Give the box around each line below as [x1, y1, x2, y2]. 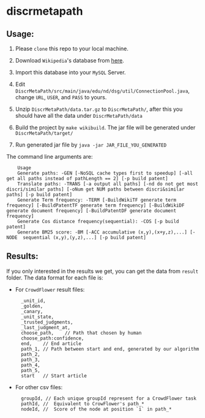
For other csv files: [15, 383, 63, 390]
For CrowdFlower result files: [15, 286, 85, 293]
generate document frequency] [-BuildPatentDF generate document [6, 208, 176, 214]
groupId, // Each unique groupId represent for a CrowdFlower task [21, 395, 197, 401]
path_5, [21, 367, 41, 373]
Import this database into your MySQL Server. [15, 69, 126, 76]
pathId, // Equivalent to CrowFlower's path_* [21, 400, 145, 407]
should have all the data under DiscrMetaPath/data [15, 112, 143, 119]
